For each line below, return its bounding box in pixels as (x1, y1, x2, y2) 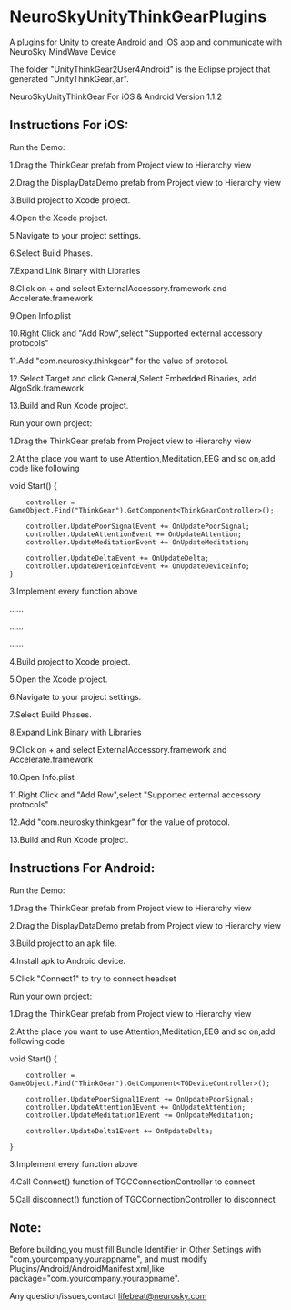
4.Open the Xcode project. (9, 212, 108, 223)
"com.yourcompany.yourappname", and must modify (9, 1254, 207, 1264)
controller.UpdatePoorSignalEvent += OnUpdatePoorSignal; (25, 522, 250, 531)
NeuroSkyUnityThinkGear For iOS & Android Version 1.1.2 (9, 91, 223, 102)
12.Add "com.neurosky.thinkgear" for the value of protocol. (9, 817, 230, 828)
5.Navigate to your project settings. (9, 229, 142, 240)
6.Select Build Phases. (9, 248, 94, 259)
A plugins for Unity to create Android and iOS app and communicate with (9, 36, 283, 47)
